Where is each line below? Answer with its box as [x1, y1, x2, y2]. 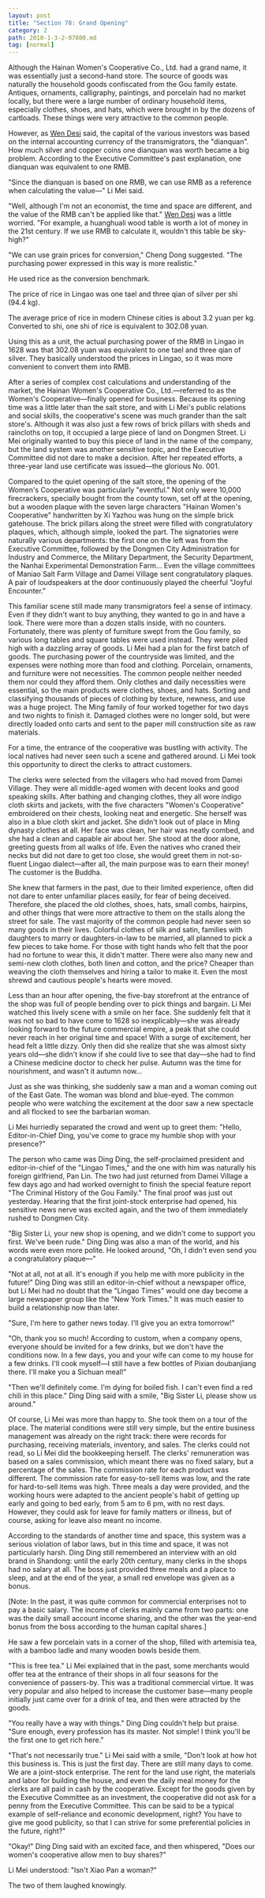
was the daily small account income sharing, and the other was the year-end [8, 1614, 257, 1623]
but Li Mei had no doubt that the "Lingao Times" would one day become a [8, 1286, 248, 1296]
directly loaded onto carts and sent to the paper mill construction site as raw [8, 719, 256, 729]
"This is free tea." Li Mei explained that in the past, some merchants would [8, 1661, 250, 1671]
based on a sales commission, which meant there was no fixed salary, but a [8, 1457, 254, 1467]
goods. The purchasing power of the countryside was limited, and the [8, 652, 235, 662]
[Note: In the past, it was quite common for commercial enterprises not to [8, 1596, 247, 1607]
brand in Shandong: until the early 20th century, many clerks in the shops [8, 1556, 247, 1566]
